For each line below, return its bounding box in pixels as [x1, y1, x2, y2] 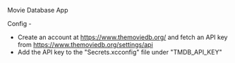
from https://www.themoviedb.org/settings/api [17, 41, 153, 48]
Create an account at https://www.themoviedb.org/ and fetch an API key [17, 33, 228, 41]
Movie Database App [7, 6, 68, 14]
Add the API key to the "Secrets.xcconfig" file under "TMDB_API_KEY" [17, 48, 222, 56]
